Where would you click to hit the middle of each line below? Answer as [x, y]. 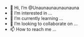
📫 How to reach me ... [33, 29]
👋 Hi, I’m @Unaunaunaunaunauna [44, 8]
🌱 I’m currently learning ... [36, 18]
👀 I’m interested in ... [31, 13]
